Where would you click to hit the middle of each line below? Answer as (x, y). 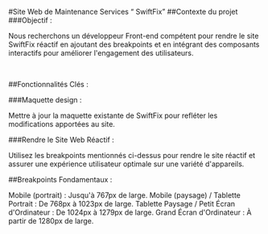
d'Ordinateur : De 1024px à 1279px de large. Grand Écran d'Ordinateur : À (130, 212)
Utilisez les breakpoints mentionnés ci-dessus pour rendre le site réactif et (132, 155)
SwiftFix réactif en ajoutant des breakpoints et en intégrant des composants (134, 44)
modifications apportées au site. (62, 124)
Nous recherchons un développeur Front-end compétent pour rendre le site (134, 36)
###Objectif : (30, 20)
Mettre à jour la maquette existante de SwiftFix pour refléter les (113, 115)
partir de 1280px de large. (51, 221)
